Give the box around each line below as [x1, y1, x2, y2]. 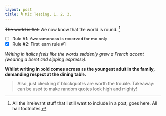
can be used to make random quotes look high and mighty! [17, 86, 137, 92]
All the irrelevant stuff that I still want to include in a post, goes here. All [12, 100, 157, 106]
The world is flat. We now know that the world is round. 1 [5, 25, 120, 32]
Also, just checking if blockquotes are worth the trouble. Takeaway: [17, 81, 155, 87]
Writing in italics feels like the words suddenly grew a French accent [5, 51, 144, 57]
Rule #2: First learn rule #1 [12, 41, 66, 47]
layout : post [5, 7, 32, 12]
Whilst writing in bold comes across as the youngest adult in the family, [5, 66, 155, 72]
